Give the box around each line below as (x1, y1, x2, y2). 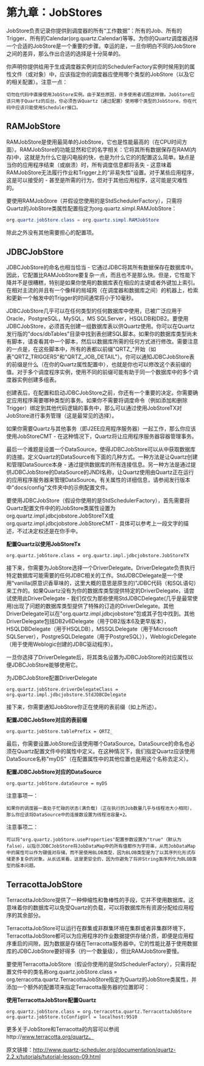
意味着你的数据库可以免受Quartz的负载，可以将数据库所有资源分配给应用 (6, 904, 189, 911)
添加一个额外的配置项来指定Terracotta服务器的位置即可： (6, 983, 150, 991)
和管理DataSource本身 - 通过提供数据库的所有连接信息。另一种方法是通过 (6, 461, 191, 468)
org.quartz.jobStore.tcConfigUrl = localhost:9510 (6, 1014, 138, 1020)
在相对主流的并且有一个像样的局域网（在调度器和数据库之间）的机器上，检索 (6, 287, 199, 294)
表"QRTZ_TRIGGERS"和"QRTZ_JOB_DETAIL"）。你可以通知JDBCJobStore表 (6, 353, 195, 361)
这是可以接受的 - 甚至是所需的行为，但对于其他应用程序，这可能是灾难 (6, 176, 183, 183)
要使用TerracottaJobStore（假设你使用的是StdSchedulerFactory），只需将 (6, 961, 191, 968)
